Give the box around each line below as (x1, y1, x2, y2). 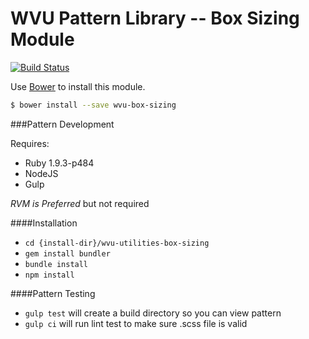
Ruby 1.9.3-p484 (24, 157, 95, 169)
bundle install (24, 259, 89, 269)
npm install (24, 270, 75, 280)
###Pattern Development (10, 118, 115, 130)
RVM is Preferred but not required (10, 197, 150, 209)
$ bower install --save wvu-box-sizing (10, 100, 177, 110)
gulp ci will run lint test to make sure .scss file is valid (24, 317, 248, 329)
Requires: (10, 137, 50, 149)
